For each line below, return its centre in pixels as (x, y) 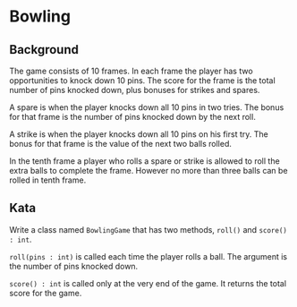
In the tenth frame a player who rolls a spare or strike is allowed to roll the (144, 161)
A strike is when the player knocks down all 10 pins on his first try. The (139, 134)
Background (44, 50)
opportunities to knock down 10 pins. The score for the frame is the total (142, 81)
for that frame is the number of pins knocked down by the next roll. (133, 117)
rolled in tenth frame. (48, 180)
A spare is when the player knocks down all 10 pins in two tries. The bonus (147, 107)
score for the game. (46, 293)
